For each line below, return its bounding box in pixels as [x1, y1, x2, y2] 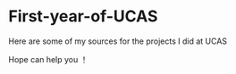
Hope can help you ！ [8, 53, 88, 64]
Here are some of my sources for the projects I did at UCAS [8, 36, 228, 46]
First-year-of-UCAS [8, 6, 158, 27]
